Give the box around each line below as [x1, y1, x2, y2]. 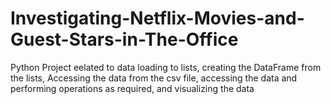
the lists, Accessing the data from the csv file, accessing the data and [10, 72, 298, 84]
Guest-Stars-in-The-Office [10, 28, 239, 51]
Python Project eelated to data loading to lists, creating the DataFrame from [10, 61, 322, 73]
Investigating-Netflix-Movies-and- [10, 7, 305, 30]
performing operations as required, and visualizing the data [10, 82, 255, 94]
